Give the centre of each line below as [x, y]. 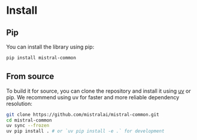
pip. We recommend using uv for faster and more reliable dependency [93, 97]
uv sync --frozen [28, 126]
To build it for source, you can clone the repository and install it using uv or [99, 91]
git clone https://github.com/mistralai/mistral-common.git [83, 114]
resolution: [19, 104]
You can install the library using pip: [50, 47]
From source [30, 76]
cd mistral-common [29, 120]
